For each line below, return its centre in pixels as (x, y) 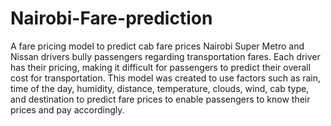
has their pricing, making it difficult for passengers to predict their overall (161, 67)
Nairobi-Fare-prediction (111, 18)
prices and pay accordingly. (67, 109)
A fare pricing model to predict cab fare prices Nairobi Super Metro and (157, 46)
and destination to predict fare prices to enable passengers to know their (160, 99)
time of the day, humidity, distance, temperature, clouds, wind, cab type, (160, 88)
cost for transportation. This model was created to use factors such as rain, (166, 78)
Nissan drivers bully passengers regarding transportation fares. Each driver (165, 56)
